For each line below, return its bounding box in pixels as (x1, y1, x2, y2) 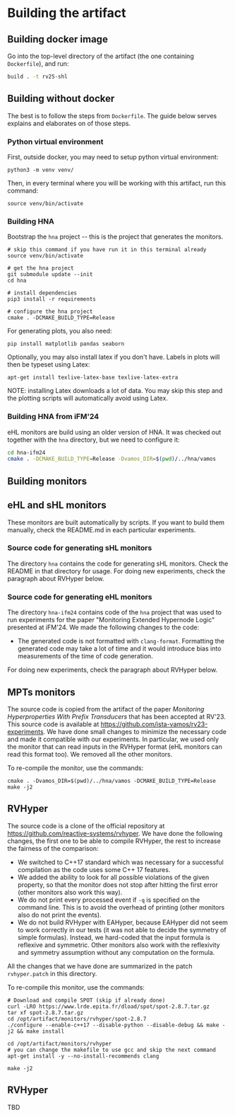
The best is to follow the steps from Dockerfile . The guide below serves (7, 111, 217, 120)
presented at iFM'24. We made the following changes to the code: (7, 623, 200, 631)
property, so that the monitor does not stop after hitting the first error (17, 880, 219, 889)
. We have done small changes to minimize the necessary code (43, 727, 227, 735)
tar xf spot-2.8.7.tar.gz (7, 1009, 83, 1016)
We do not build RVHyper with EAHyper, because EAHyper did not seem (17, 918, 228, 927)
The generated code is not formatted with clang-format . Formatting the (17, 637, 224, 646)
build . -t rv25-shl (7, 73, 68, 80)
